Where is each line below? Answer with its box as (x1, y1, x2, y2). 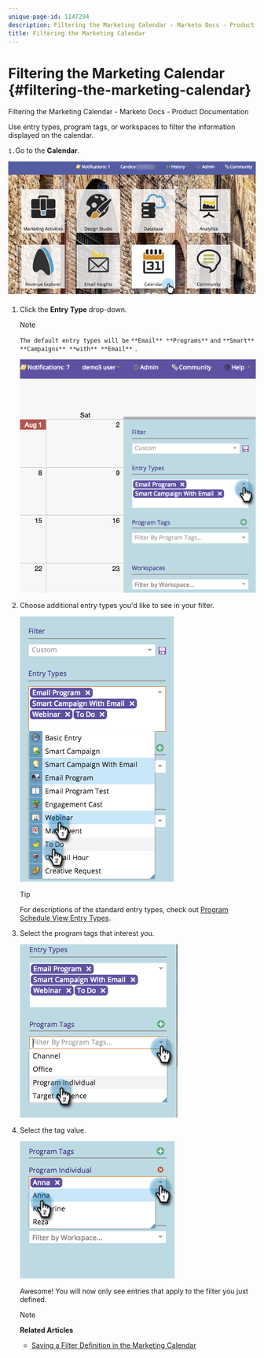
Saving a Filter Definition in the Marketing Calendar (31, 1341, 196, 1350)
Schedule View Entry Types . (19, 914, 112, 923)
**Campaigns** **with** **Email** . (19, 345, 138, 353)
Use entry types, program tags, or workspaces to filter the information (8, 122, 236, 132)
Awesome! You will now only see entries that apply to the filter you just (19, 1286, 249, 1296)
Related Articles (19, 1326, 74, 1335)
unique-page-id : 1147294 (8, 13, 90, 20)
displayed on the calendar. (8, 131, 94, 140)
